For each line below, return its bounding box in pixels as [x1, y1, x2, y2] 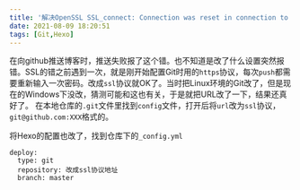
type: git [17, 156, 54, 166]
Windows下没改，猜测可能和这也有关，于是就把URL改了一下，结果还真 [24, 89, 287, 99]
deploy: [9, 149, 39, 158]
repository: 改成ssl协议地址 [17, 166, 119, 175]
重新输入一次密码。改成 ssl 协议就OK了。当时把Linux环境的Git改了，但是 [16, 78, 284, 89]
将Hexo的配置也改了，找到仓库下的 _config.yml [9, 131, 183, 142]
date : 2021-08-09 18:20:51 [9, 22, 110, 30]
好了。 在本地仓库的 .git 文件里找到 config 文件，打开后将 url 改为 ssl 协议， [9, 100, 281, 111]
